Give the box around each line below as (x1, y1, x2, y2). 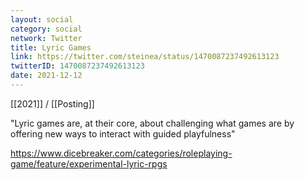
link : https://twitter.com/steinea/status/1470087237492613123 (10, 52, 280, 62)
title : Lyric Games (10, 42, 92, 53)
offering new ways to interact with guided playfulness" (10, 127, 236, 140)
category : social (10, 24, 83, 34)
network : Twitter (10, 33, 83, 43)
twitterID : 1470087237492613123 (10, 61, 145, 71)
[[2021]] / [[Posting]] (10, 97, 95, 110)
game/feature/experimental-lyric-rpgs (10, 157, 168, 170)
